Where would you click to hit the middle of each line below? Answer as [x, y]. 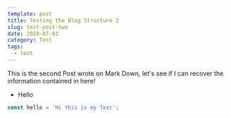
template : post [30, 14]
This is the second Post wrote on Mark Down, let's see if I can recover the [116, 73]
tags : [15, 47]
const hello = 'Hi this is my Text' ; [63, 107]
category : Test [30, 40]
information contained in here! [52, 81]
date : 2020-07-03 [33, 34]
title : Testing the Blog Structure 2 [63, 20]
